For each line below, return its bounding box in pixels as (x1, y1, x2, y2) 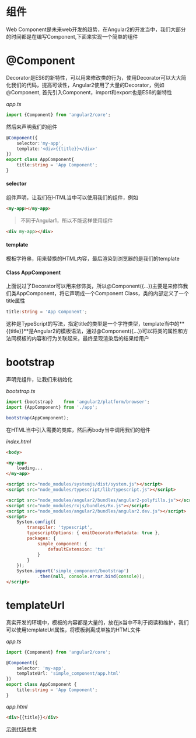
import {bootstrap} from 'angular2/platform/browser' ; (6, 399, 150, 405)
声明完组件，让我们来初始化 (6, 376, 73, 383)
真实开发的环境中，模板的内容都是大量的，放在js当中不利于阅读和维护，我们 (6, 619, 189, 626)
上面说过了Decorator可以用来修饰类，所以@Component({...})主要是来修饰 (6, 282, 183, 290)
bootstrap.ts (6, 388, 36, 395)
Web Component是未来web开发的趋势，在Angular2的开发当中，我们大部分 (6, 26, 186, 33)
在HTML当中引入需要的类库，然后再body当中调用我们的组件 (6, 426, 150, 433)
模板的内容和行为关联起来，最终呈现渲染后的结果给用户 (16, 335, 149, 342)
